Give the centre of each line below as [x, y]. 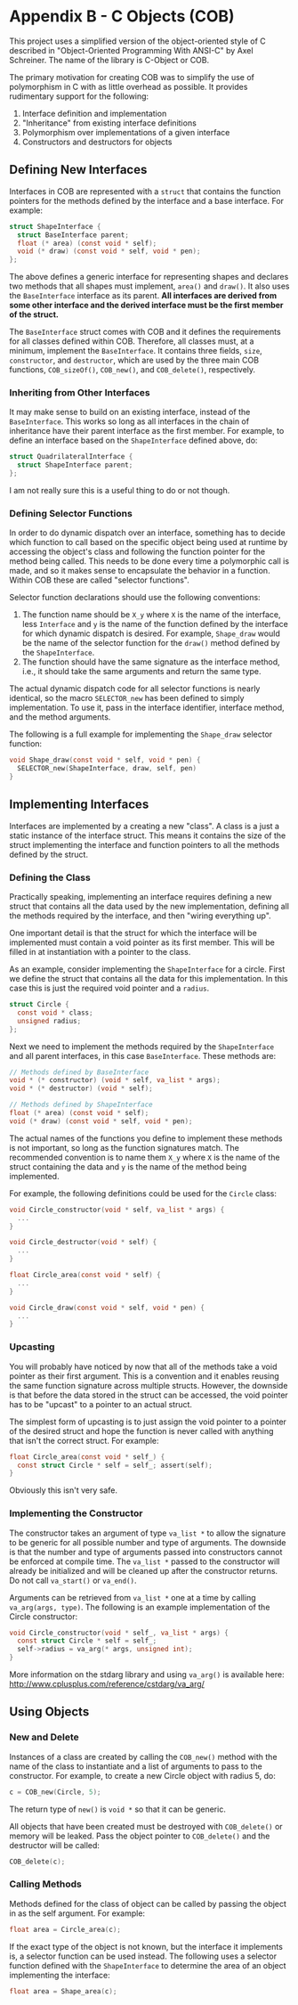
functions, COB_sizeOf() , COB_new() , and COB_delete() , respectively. [133, 370]
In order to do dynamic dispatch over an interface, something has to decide [148, 533]
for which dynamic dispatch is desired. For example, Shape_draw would [151, 633]
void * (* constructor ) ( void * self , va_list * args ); [115, 1080]
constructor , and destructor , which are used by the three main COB [134, 360]
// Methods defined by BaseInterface [79, 1072]
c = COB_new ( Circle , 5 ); [55, 1792]
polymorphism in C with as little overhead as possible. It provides [129, 86]
